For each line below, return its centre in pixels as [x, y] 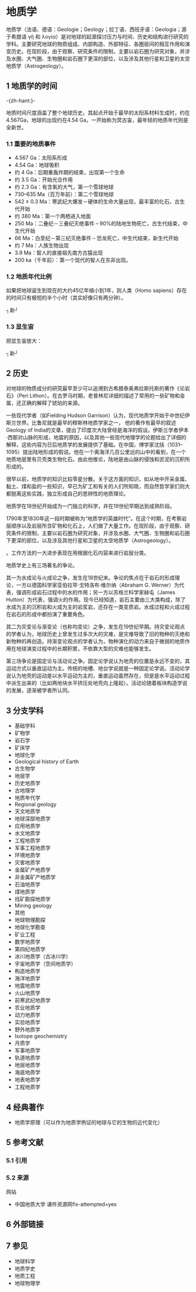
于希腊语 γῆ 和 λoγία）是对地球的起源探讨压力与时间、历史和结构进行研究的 [97, 36]
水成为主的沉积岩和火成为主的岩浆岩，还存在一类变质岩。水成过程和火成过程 [98, 607]
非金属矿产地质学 [35, 877]
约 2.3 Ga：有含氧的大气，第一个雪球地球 [64, 187]
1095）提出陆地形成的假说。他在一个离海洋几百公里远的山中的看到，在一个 [96, 452]
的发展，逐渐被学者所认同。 [39, 690]
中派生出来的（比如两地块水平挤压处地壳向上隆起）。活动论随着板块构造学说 [97, 683]
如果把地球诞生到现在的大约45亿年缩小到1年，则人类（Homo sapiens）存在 [97, 291]
